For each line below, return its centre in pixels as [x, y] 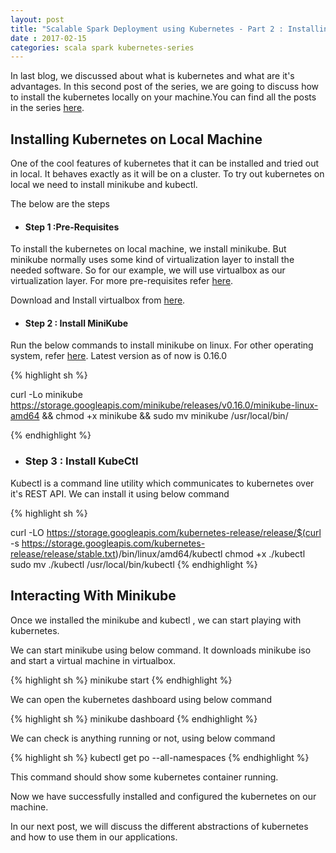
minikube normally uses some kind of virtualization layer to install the [152, 260]
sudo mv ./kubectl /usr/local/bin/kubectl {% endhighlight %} [134, 564]
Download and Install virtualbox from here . [98, 300]
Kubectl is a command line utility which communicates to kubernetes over [162, 483]
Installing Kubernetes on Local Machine [136, 139]
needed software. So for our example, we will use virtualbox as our [148, 270]
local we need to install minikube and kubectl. [104, 185]
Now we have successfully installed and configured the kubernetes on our [163, 796]
